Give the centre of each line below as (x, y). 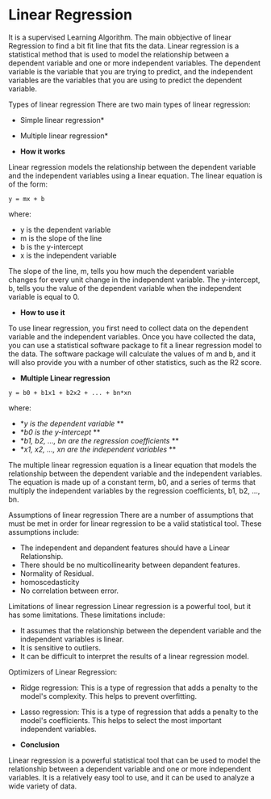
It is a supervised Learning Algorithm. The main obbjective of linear (120, 37)
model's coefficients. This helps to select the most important (121, 720)
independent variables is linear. (72, 639)
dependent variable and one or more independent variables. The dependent (134, 63)
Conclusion (40, 744)
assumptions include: (44, 532)
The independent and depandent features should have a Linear (125, 548)
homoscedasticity (50, 582)
